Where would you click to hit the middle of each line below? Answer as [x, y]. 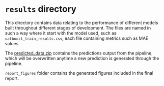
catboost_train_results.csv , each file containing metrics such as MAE [77, 38]
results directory [41, 9]
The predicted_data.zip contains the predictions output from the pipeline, [79, 53]
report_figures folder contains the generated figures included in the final [79, 73]
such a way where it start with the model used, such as [61, 33]
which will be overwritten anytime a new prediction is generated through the [82, 58]
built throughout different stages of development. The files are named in [78, 28]
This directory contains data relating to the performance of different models [82, 23]
